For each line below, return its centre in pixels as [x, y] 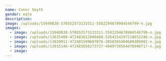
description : [19, 19]
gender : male [19, 14]
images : [13, 28]
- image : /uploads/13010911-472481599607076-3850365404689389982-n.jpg [85, 42]
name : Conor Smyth [24, 10]
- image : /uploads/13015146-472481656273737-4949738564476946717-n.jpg [85, 46]
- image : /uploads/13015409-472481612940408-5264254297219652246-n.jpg [85, 37]
